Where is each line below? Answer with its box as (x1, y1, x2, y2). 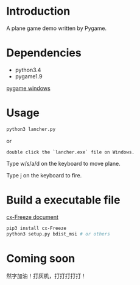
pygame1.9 (15, 72, 43, 80)
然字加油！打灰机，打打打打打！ (6, 272, 86, 279)
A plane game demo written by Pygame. (6, 24, 107, 32)
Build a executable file (6, 193, 121, 207)
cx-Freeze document (6, 213, 59, 221)
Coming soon (6, 251, 75, 265)
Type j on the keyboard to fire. (6, 171, 82, 179)
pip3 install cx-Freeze (6, 225, 67, 231)
